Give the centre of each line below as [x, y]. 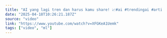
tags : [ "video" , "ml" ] [29, 28]
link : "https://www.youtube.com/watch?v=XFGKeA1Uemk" [62, 23]
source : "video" [22, 19]
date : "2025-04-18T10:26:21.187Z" [41, 14]
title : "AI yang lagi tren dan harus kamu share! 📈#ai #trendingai [77, 10]
